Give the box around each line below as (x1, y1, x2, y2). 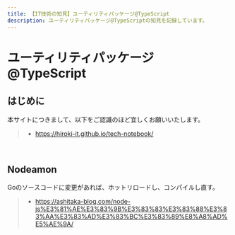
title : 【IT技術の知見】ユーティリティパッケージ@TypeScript (7, 10, 170, 18)
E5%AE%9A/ (35, 220, 74, 229)
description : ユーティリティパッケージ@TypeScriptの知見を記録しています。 (7, 17, 208, 24)
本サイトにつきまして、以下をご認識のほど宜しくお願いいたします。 (7, 115, 205, 124)
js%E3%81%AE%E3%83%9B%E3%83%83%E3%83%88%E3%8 (35, 205, 227, 213)
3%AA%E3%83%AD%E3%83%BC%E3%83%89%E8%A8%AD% (35, 212, 228, 221)
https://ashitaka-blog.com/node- (35, 197, 131, 206)
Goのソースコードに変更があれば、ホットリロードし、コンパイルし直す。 (7, 183, 219, 192)
